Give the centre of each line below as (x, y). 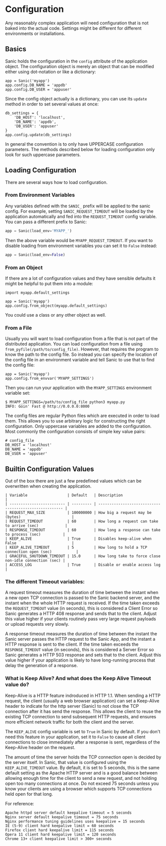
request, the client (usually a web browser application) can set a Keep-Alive (82, 701)
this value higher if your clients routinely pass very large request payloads (81, 619)
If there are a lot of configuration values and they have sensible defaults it (80, 278)
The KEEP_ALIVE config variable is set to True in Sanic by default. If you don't (83, 731)
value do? (17, 684)
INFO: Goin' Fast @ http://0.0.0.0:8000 (48, 407)
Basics (16, 49)
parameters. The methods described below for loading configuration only (80, 149)
